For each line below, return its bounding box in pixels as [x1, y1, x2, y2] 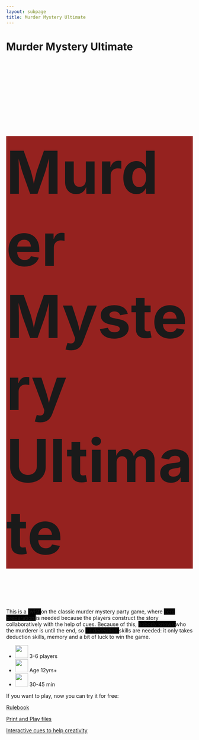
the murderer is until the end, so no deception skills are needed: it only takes [6, 626, 193, 634]
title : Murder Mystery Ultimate [6, 14, 86, 20]
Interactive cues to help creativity [6, 726, 88, 734]
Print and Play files [6, 715, 52, 722]
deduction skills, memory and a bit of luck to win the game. [6, 633, 150, 640]
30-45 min [29, 681, 55, 688]
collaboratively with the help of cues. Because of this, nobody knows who [6, 621, 187, 628]
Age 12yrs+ [29, 666, 57, 673]
